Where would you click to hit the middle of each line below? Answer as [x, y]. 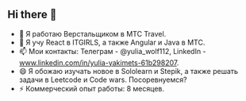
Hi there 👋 [32, 15]
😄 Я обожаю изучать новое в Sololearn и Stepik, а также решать [129, 71]
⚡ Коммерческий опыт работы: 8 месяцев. [91, 88]
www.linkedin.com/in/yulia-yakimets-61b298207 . [99, 62]
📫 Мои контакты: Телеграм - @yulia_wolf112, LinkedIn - [113, 51]
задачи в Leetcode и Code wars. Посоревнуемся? [103, 80]
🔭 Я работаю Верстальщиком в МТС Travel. [92, 33]
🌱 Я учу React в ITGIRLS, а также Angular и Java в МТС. [112, 42]
